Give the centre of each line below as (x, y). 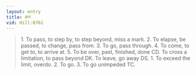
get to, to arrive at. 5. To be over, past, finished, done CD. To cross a (104, 52)
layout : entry (24, 12)
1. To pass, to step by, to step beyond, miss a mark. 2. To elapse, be (103, 40)
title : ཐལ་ (19, 17)
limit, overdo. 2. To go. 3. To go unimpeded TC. (78, 65)
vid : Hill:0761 (25, 22)
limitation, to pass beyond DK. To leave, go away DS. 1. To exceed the (105, 58)
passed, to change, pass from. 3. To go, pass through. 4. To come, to (105, 46)
